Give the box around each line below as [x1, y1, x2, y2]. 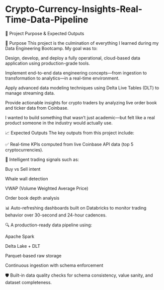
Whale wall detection [5, 175, 48, 182]
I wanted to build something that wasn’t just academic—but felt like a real [5, 114, 155, 120]
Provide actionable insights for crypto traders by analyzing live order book [5, 99, 157, 105]
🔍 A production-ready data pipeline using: [5, 222, 92, 228]
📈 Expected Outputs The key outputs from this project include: [5, 130, 134, 136]
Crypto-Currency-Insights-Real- [5, 3, 143, 15]
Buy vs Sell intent [5, 166, 41, 172]
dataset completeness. [5, 279, 52, 285]
